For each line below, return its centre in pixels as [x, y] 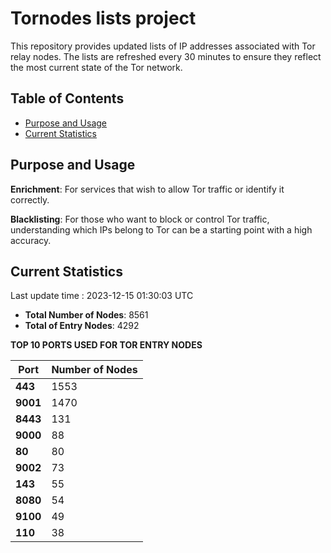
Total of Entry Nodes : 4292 [82, 326]
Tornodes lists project [103, 18]
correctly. [30, 199]
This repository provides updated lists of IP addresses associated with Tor [163, 46]
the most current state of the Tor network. [96, 67]
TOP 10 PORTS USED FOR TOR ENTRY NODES [106, 345]
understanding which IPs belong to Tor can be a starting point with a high [161, 229]
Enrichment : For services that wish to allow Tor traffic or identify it [147, 189]
